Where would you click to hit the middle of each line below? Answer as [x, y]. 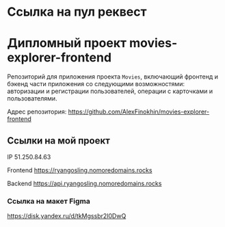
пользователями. [32, 98]
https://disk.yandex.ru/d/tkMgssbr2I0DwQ [67, 216]
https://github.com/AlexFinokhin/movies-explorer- [139, 112]
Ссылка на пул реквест [77, 12]
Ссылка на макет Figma [49, 201]
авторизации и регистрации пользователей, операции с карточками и [110, 91]
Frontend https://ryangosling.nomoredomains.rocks [80, 170]
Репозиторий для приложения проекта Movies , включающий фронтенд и [113, 77]
